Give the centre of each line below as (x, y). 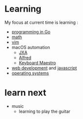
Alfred (25, 57)
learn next (25, 93)
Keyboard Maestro (37, 63)
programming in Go (31, 32)
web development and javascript (44, 68)
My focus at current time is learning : (41, 22)
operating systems (30, 73)
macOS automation (31, 47)
